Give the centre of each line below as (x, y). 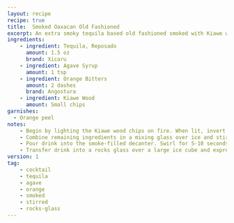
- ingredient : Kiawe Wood (57, 99)
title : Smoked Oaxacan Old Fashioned (63, 27)
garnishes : (23, 111)
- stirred (34, 202)
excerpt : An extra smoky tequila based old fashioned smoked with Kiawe (115, 33)
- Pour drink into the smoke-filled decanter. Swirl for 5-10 (112, 144)
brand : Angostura (51, 92)
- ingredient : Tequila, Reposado (68, 46)
